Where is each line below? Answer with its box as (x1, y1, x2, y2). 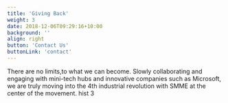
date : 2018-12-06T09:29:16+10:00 (7, 23, 103, 30)
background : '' (7, 29, 51, 36)
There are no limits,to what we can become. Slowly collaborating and (7, 67, 203, 76)
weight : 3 (7, 16, 36, 23)
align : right (7, 36, 45, 43)
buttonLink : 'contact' (7, 49, 72, 56)
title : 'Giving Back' (7, 10, 69, 17)
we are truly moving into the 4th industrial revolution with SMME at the (7, 82, 206, 90)
